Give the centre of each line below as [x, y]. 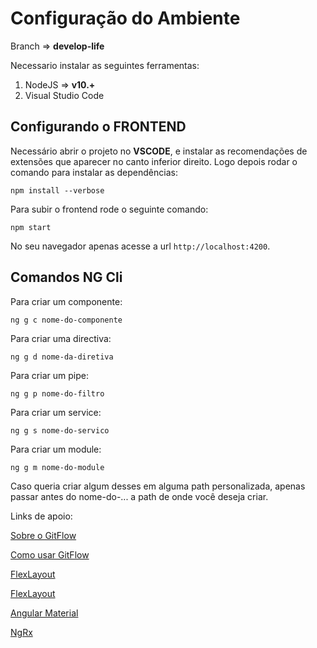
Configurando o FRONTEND [98, 127]
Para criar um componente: [66, 301]
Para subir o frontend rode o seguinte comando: [109, 209]
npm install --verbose [57, 190]
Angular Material [44, 613]
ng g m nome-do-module [57, 467]
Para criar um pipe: [49, 375]
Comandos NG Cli [66, 277]
